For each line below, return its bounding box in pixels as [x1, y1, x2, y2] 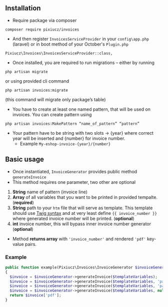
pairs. [24, 241, 36, 247]
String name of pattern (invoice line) [12, 189, 87, 195]
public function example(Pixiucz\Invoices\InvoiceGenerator [5, 265, 133, 270]
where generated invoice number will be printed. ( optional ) [12, 215, 134, 221]
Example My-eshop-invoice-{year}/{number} [19, 140, 111, 147]
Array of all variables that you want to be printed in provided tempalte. [12, 194, 157, 200]
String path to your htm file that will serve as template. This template [12, 205, 153, 211]
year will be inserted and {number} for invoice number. [12, 135, 125, 141]
